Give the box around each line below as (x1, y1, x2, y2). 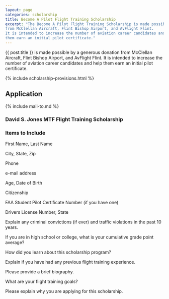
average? (5, 239, 25, 245)
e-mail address (5, 170, 37, 176)
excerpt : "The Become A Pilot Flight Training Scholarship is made (5, 21, 150, 27)
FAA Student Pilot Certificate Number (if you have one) (5, 199, 119, 205)
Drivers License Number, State (5, 209, 69, 215)
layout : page (5, 7, 33, 13)
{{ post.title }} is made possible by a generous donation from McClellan (5, 49, 152, 55)
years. (5, 224, 19, 230)
